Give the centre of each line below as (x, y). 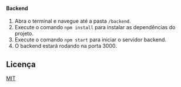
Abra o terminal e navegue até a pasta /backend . (73, 21)
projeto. (24, 34)
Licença (21, 64)
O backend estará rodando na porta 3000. (66, 46)
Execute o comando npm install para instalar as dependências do (95, 27)
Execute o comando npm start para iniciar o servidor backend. (90, 40)
